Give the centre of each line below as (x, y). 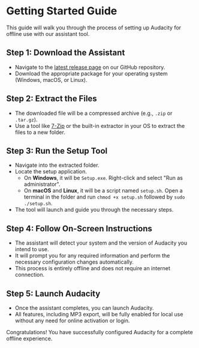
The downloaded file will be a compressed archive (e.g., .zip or (94, 113)
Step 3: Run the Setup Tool (57, 151)
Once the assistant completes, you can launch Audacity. (84, 308)
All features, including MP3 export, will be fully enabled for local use (99, 314)
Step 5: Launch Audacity (53, 293)
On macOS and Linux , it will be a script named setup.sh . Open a (103, 191)
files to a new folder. (40, 132)
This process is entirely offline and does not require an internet (93, 268)
